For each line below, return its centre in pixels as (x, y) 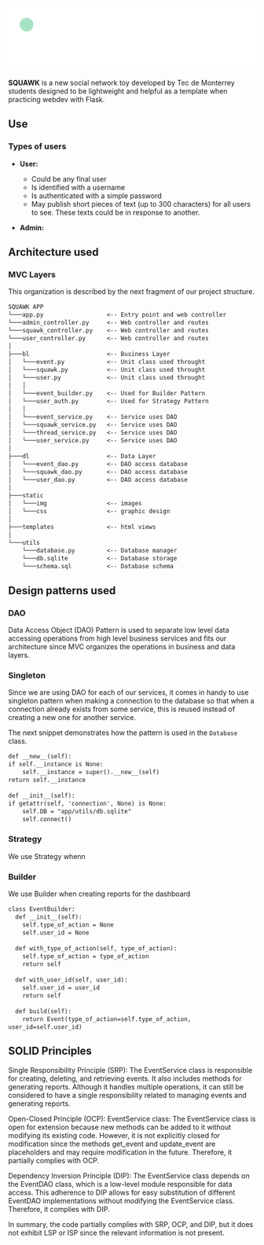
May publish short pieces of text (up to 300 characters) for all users (141, 204)
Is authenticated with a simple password (97, 196)
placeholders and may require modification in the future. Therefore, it (120, 1152)
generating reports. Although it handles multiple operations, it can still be (126, 1086)
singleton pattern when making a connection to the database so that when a (131, 701)
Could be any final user (69, 178)
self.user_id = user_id (61, 988)
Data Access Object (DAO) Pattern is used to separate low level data (119, 630)
